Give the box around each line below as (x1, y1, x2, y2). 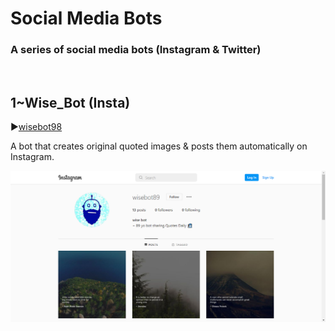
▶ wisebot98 (10, 121, 63, 133)
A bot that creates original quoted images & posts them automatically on (10, 140, 308, 152)
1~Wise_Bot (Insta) (10, 94, 131, 111)
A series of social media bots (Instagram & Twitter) (10, 43, 262, 57)
